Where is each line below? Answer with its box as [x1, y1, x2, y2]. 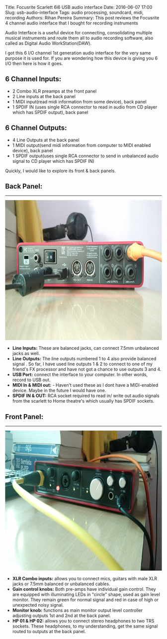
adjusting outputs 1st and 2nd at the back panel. [12, 613, 111, 619]
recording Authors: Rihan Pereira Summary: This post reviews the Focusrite [5, 15, 160, 20]
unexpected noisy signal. [12, 602, 64, 608]
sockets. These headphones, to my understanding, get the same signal [12, 623, 158, 629]
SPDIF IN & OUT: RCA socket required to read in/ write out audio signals [12, 393, 160, 399]
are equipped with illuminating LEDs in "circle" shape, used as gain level [12, 592, 160, 598]
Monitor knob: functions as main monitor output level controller [12, 607, 143, 614]
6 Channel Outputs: [5, 124, 67, 132]
